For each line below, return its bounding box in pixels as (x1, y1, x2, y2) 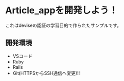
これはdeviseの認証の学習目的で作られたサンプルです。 (5, 22, 121, 28)
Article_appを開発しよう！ (5, 5, 118, 16)
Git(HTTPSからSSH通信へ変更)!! (12, 70, 80, 76)
